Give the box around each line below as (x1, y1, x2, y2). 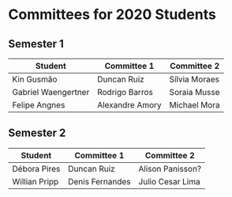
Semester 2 (8, 127, 66, 140)
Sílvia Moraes (169, 74, 219, 85)
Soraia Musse (169, 87, 220, 97)
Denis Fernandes (68, 176, 132, 187)
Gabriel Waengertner (12, 87, 90, 97)
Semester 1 (8, 37, 65, 51)
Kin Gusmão (12, 74, 58, 85)
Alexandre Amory (97, 100, 162, 110)
